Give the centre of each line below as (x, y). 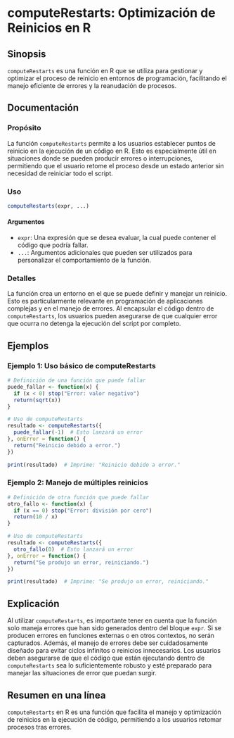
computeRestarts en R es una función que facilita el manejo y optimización (114, 712)
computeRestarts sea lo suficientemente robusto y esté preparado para (110, 665)
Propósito (24, 128)
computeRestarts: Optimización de (111, 13)
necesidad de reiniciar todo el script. (60, 173)
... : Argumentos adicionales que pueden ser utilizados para (105, 253)
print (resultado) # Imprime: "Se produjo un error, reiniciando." (108, 582)
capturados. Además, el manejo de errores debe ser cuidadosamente (108, 643)
